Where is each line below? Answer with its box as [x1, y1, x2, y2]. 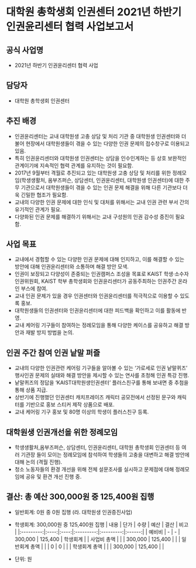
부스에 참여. [20, 285, 48, 292]
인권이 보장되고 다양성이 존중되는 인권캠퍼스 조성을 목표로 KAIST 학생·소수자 [14, 271, 189, 278]
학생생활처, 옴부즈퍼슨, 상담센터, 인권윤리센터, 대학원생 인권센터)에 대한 [21, 176, 184, 183]
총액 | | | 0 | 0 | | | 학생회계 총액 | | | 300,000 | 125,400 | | [30, 543, 164, 550]
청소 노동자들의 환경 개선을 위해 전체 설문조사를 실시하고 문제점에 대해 [14, 466, 174, 473]
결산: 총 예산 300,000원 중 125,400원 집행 [6, 492, 154, 502]
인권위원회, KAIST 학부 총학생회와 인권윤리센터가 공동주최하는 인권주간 [14, 278, 177, 285]
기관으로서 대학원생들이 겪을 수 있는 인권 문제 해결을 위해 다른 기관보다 [20, 184, 182, 191]
